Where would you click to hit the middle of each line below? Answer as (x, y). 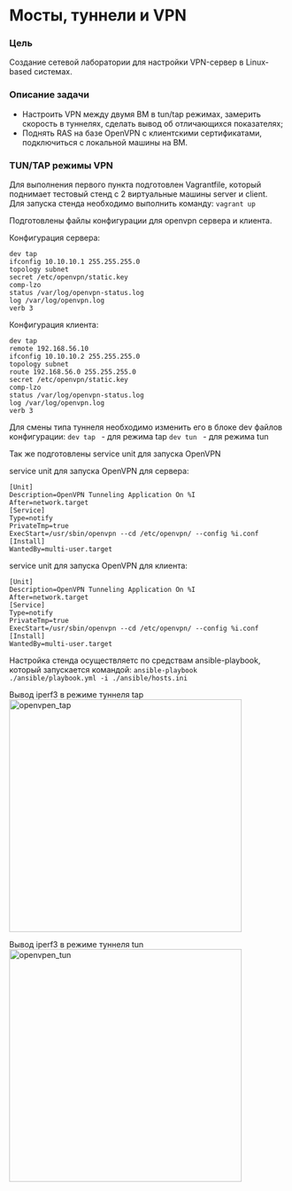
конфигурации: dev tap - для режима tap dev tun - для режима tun (139, 437)
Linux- (257, 62)
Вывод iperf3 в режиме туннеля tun (77, 945)
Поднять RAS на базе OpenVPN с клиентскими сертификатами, (142, 133)
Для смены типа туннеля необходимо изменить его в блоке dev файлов (146, 427)
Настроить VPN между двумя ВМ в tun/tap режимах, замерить (141, 114)
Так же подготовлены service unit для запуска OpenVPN (115, 454)
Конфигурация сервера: (54, 238)
